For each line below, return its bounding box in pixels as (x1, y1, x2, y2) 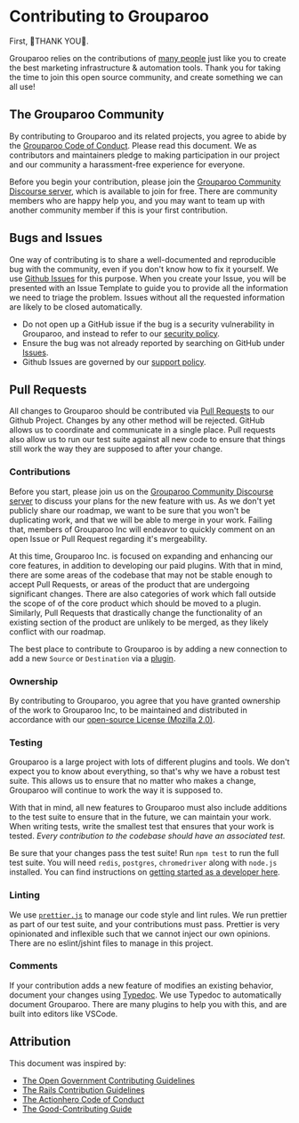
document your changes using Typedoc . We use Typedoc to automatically (9, 990, 282, 1000)
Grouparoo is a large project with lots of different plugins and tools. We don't (9, 756, 290, 767)
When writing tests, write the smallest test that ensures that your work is (9, 821, 274, 832)
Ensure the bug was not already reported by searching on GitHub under (21, 337, 286, 348)
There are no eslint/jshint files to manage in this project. (9, 937, 214, 949)
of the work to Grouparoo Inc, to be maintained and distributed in (9, 705, 247, 715)
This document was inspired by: (9, 1057, 127, 1069)
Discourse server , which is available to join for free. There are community (9, 185, 278, 197)
